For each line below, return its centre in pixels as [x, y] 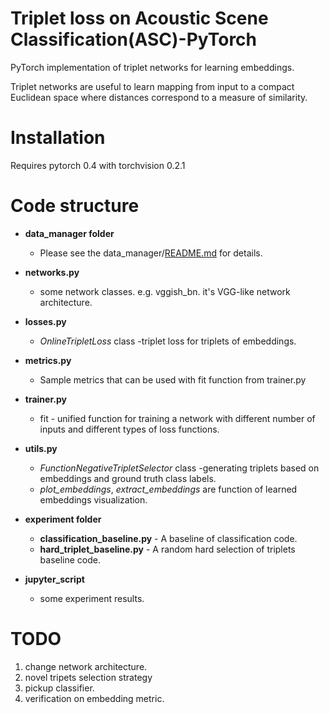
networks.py [52, 272]
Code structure [75, 206]
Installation [58, 138]
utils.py [41, 448]
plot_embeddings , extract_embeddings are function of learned [168, 489]
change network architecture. [86, 666]
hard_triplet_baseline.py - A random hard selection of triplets [167, 549]
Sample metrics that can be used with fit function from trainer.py [173, 379]
